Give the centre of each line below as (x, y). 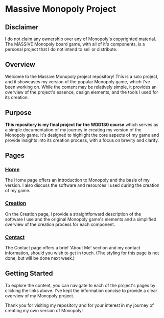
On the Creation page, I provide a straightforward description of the (73, 214)
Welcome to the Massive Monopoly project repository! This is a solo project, (82, 76)
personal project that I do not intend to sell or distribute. (61, 49)
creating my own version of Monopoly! (44, 310)
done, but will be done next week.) (40, 258)
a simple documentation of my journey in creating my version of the (73, 130)
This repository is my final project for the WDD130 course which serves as (82, 124)
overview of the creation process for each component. (60, 224)
